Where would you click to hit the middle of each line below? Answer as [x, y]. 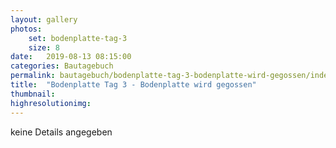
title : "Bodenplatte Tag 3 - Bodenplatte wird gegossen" [133, 85]
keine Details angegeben [61, 132]
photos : [26, 29]
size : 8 [44, 47]
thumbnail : [33, 94]
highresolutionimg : [51, 103]
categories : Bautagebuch [62, 66]
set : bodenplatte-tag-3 [78, 38]
